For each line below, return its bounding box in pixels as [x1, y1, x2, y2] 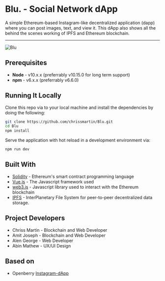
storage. [12, 200, 29, 206]
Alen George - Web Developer [12, 238, 74, 244]
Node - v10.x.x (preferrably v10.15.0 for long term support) [12, 71, 130, 77]
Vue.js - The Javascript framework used [12, 178, 94, 184]
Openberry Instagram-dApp [12, 270, 69, 276]
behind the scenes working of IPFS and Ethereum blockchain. [5, 30, 130, 36]
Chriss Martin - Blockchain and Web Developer [12, 227, 108, 233]
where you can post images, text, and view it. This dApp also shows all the [5, 25, 156, 31]
